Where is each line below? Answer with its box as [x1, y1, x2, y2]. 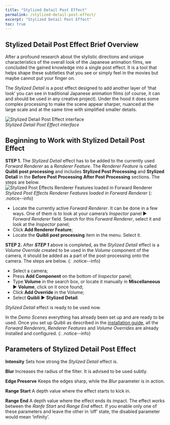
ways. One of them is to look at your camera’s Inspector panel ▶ [12, 210, 147, 217]
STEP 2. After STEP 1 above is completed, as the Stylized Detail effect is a [5, 241, 159, 248]
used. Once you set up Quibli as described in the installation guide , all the [5, 319, 158, 325]
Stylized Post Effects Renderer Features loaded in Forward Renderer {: [5, 190, 152, 196]
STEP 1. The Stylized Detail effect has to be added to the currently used [5, 157, 155, 163]
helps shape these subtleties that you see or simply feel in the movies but [5, 70, 158, 76]
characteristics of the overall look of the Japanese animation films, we [5, 59, 152, 65]
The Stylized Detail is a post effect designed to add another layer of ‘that [5, 85, 157, 91]
